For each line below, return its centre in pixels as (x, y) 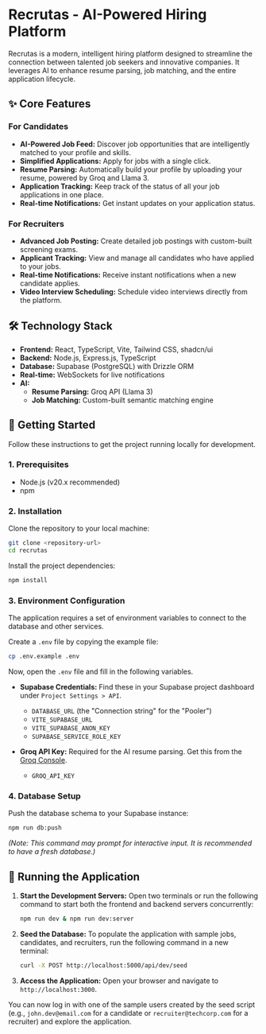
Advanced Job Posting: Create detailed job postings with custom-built (136, 241)
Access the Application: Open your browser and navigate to (119, 981)
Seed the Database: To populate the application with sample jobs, (128, 934)
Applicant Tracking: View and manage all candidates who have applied (137, 258)
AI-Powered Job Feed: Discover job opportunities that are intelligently (135, 144)
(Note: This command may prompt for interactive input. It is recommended (130, 843)
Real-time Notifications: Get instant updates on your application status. (137, 203)
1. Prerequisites (39, 465)
